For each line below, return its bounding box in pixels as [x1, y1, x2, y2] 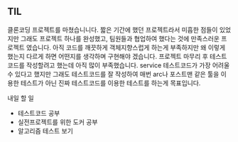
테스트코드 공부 [17, 109, 60, 117]
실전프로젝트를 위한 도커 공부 [17, 117, 98, 126]
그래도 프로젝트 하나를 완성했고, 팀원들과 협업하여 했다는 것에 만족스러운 [20, 34, 220, 43]
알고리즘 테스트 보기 [17, 126, 73, 135]
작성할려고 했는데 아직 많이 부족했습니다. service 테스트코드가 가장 [26, 60, 211, 70]
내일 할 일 [7, 94, 34, 102]
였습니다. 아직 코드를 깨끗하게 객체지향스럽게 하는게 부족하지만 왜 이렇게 [26, 43, 226, 52]
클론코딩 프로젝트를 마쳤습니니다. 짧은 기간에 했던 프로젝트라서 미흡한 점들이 [7, 25, 218, 34]
